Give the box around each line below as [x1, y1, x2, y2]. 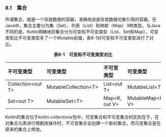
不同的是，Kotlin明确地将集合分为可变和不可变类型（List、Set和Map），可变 [5, 29, 159, 35]
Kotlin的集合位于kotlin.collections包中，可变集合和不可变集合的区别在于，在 [5, 114, 159, 120]
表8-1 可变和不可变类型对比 [53, 52, 113, 58]
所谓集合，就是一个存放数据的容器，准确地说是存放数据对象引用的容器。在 [5, 16, 157, 23]
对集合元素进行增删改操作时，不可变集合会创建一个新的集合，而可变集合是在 [5, 120, 161, 126]
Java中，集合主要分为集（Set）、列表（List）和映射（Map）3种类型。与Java [5, 23, 161, 29]
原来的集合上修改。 [5, 127, 44, 133]
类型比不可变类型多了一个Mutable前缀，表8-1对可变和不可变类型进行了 [5, 35, 150, 41]
